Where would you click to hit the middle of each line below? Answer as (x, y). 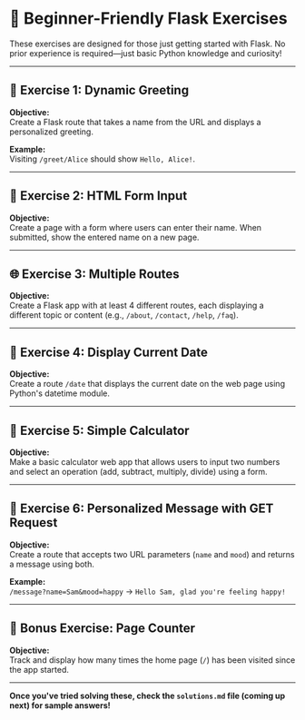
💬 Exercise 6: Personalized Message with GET (142, 509)
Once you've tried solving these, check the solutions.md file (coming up (148, 695)
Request (34, 523)
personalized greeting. (51, 132)
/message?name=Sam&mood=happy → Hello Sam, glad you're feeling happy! (148, 591)
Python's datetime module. (60, 393)
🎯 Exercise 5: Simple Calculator (99, 430)
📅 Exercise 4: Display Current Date (109, 352)
